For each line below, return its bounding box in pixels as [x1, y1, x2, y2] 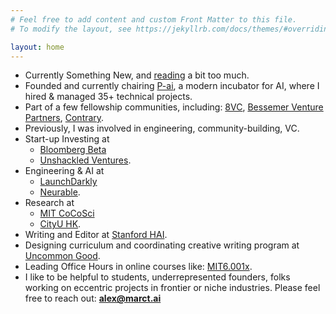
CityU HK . [39, 218, 82, 230]
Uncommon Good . [24, 250, 101, 262]
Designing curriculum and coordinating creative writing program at [24, 239, 300, 251]
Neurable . [39, 186, 81, 198]
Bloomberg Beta [39, 144, 107, 156]
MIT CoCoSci [39, 207, 95, 220]
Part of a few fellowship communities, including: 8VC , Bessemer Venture [24, 101, 324, 113]
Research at [24, 197, 75, 209]
